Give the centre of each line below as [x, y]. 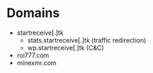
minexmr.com [37, 62]
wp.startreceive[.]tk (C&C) [66, 47]
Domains [33, 13]
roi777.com [33, 55]
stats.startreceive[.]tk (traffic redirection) [87, 40]
